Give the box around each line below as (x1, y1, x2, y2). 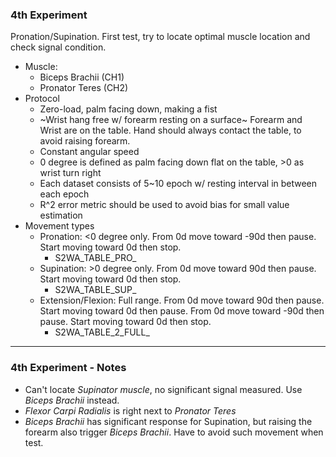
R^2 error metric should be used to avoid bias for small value (39, 199, 290, 211)
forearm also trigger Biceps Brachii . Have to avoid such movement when (24, 426, 324, 438)
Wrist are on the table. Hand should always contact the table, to (39, 124, 302, 137)
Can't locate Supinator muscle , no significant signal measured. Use (24, 383, 303, 395)
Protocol (24, 93, 60, 105)
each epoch (39, 188, 90, 200)
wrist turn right (39, 167, 102, 179)
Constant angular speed (39, 146, 140, 158)
